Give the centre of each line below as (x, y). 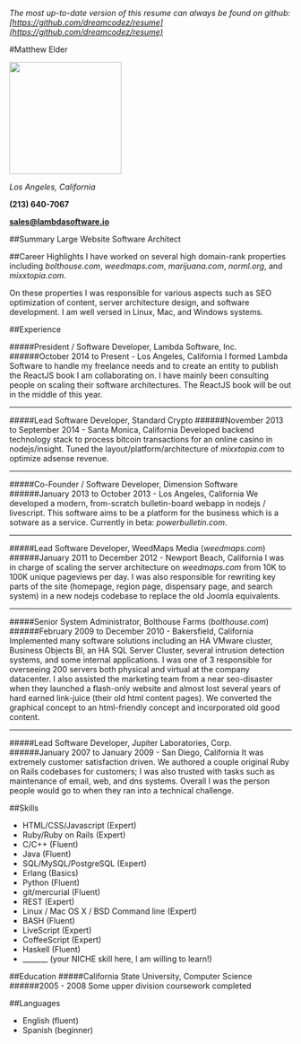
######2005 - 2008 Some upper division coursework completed (130, 986)
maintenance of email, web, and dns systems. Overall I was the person (140, 781)
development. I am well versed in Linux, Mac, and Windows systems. (136, 312)
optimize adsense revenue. (59, 458)
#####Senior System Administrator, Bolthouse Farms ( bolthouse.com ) (139, 622)
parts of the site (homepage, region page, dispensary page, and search (141, 586)
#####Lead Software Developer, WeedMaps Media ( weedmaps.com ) (138, 548)
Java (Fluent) (47, 854)
